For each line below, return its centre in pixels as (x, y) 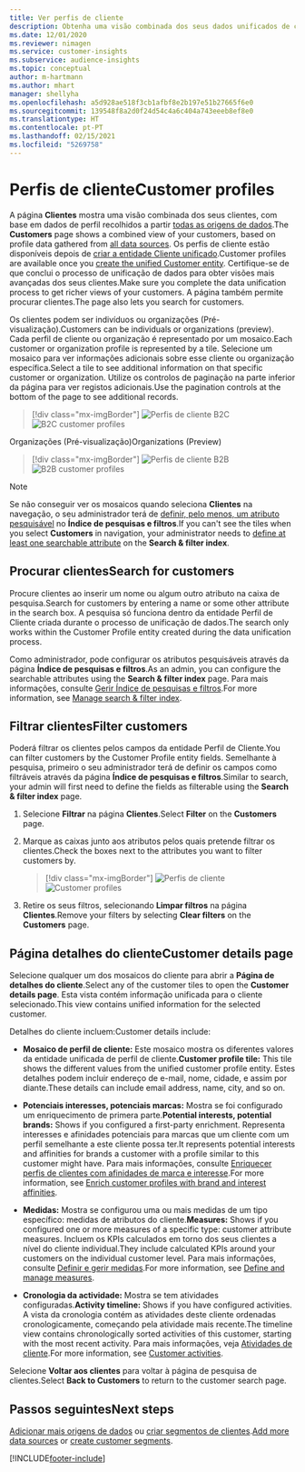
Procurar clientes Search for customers (122, 571)
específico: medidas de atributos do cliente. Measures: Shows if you (150, 1220)
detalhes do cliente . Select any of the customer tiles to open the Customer (149, 985)
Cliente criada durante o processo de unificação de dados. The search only (149, 622)
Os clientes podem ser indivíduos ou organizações (104, 319)
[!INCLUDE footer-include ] (58, 1458)
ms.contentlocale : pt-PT (56, 128)
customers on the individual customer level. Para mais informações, (149, 1258)
